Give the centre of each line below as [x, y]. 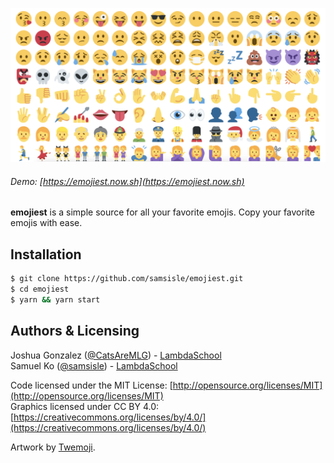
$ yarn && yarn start [55, 299]
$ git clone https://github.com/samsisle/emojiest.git [127, 279]
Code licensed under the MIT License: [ [91, 385]
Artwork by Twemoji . [53, 447]
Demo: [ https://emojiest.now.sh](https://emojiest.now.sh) [127, 181]
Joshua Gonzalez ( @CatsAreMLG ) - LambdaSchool [116, 355]
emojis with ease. [46, 223]
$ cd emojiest [40, 289]
